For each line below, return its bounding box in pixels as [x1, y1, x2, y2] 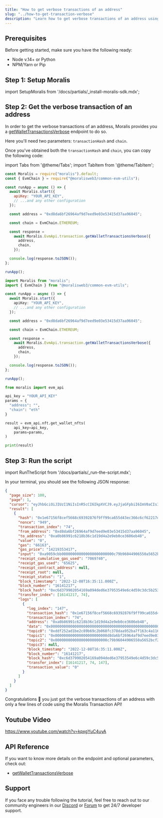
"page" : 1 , [9, 497, 32, 502]
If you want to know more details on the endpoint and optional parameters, [5, 756, 154, 761]
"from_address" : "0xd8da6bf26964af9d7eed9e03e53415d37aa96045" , [17, 529, 151, 534]
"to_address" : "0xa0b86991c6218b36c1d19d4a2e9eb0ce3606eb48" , [17, 534, 147, 539]
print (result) [5, 443, 34, 448]
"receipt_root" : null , [17, 570, 64, 575]
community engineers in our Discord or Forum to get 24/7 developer [5, 802, 142, 808]
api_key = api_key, [14, 425, 49, 430]
